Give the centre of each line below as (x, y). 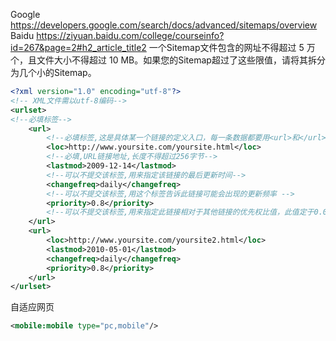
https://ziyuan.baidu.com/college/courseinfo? (130, 35)
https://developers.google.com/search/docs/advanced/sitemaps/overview (164, 25)
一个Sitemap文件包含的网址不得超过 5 (226, 47)
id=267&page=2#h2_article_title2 (78, 47)
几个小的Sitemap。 (57, 72)
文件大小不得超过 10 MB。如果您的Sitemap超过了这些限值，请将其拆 (176, 60)
